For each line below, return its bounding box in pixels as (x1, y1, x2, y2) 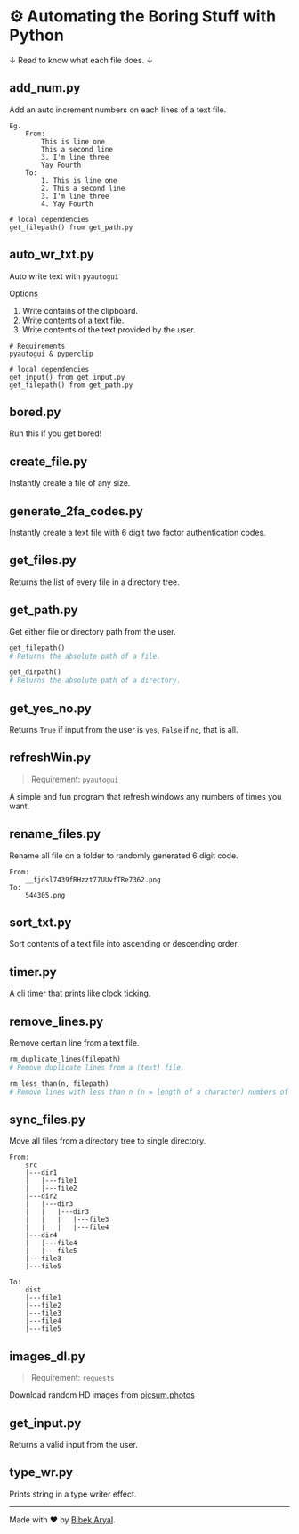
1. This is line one (41, 176, 117, 185)
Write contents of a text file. (21, 315, 125, 325)
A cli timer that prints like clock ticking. (9, 988, 151, 999)
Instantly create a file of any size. (9, 478, 131, 488)
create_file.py (9, 454, 88, 469)
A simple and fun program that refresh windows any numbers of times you (9, 791, 282, 801)
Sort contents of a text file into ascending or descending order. (9, 939, 240, 949)
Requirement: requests (30, 1373, 115, 1383)
